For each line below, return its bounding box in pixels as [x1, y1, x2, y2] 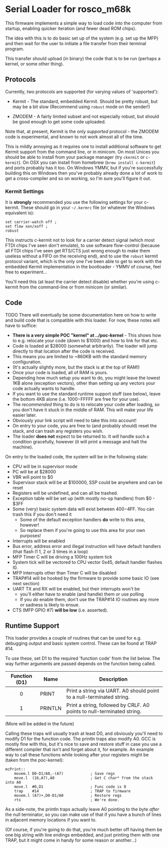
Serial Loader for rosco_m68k [5, 4, 131, 15]
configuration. [12, 359, 41, 365]
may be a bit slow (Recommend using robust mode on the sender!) [12, 104, 150, 110]
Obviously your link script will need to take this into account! [12, 417, 136, 423]
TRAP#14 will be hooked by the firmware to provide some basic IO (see [12, 575, 159, 581]
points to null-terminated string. [66, 708, 141, 715]
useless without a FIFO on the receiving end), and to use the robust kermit [5, 253, 158, 259]
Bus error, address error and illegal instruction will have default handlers [12, 543, 161, 549]
